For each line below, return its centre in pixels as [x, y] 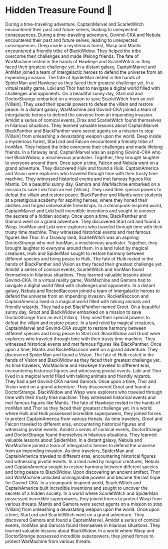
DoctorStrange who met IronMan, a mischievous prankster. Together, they [81, 242]
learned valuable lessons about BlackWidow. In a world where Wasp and [80, 530]
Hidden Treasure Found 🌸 [59, 10]
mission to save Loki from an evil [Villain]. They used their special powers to [83, 189]
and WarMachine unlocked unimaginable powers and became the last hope [83, 477]
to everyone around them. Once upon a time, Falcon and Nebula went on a [82, 163]
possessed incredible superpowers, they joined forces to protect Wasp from [83, 498]
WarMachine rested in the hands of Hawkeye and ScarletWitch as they [78, 61]
